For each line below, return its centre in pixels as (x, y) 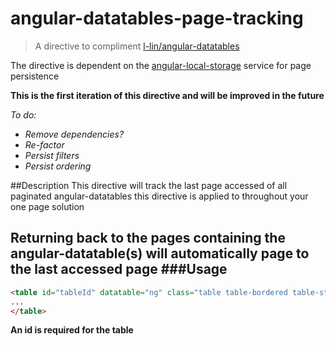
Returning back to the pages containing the (148, 238)
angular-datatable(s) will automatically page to (160, 253)
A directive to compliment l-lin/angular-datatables (137, 46)
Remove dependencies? (74, 134)
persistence (35, 76)
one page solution (47, 206)
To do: (23, 114)
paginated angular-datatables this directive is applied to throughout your (159, 196)
